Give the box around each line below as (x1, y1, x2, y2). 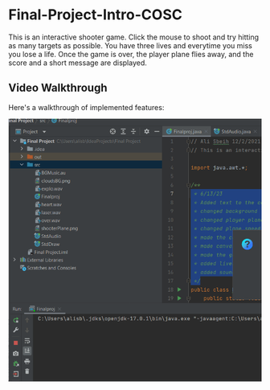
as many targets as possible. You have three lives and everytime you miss (8, 40, 253, 50)
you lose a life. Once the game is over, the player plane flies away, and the (8, 49, 254, 59)
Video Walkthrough (8, 81, 108, 95)
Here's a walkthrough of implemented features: (8, 102, 165, 112)
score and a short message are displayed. (8, 58, 147, 68)
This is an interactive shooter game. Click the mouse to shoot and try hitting (8, 32, 260, 42)
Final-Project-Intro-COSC (8, 6, 182, 24)
